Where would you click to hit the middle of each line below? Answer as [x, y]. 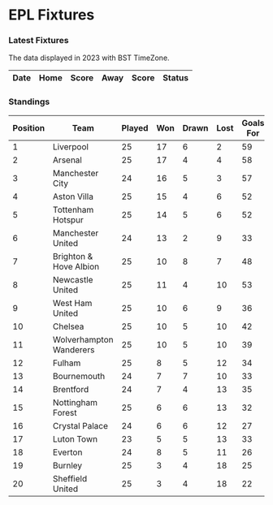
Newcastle [73, 279]
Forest [65, 412]
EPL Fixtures [52, 15]
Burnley [67, 465]
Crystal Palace [80, 425]
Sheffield [70, 478]
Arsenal [67, 160]
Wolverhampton [83, 339]
